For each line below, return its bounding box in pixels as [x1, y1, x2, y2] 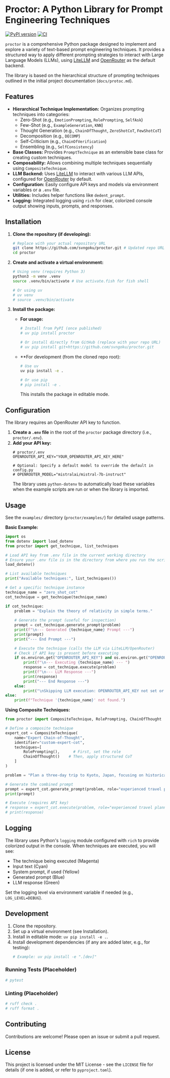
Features [5, 92, 34, 101]
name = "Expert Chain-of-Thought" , [14, 735, 85, 740]
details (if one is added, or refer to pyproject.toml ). [5, 1067, 112, 1073]
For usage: [20, 316, 44, 322]
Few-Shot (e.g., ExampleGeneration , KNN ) [20, 122, 104, 128]
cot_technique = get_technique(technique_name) [5, 594, 108, 599]
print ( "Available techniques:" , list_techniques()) [5, 576, 116, 581]
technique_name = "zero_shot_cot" [5, 590, 78, 595]
